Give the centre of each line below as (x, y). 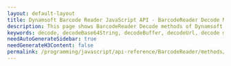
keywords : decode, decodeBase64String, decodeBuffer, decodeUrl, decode (113, 33)
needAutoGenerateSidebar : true (52, 39)
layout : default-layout (41, 13)
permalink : (23, 52)
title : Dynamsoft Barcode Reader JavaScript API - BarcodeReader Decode (113, 20)
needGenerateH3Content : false (51, 45)
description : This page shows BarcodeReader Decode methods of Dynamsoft (115, 26)
